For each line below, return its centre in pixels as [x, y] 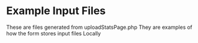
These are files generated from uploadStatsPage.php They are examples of [99, 27]
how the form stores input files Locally [53, 33]
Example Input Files [56, 11]
